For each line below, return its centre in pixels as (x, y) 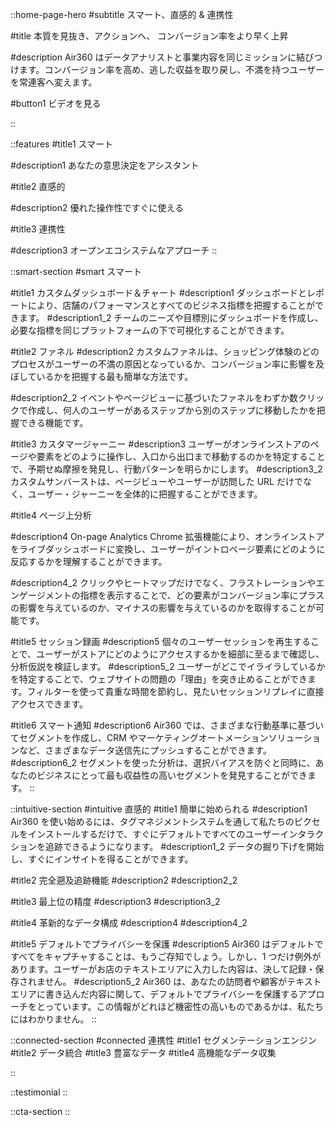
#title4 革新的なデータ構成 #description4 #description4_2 (129, 922)
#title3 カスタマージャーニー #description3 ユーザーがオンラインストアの (160, 444)
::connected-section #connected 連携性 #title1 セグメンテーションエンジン (163, 1040)
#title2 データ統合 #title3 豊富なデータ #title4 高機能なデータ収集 (143, 1052)
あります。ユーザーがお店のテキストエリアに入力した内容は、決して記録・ (163, 969)
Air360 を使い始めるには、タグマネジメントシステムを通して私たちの (152, 821)
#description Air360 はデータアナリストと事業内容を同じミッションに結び (162, 57)
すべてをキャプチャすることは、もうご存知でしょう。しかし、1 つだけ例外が (166, 956)
